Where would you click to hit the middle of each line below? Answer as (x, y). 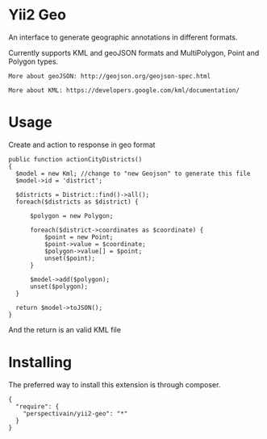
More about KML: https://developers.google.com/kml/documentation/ (124, 90)
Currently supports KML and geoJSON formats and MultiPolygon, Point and (134, 52)
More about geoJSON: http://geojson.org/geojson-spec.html (110, 76)
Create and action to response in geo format (82, 144)
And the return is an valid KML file (65, 329)
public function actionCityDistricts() (75, 159)
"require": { (38, 406)
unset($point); (69, 258)
